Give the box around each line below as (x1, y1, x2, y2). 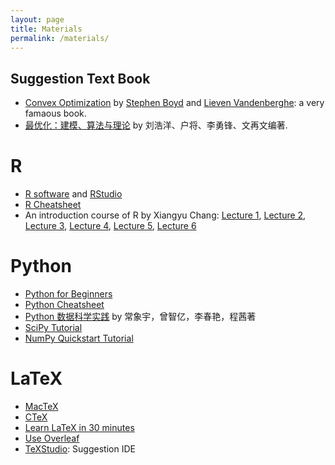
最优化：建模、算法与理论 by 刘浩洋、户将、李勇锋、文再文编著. (24, 119, 288, 131)
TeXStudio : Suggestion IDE (24, 443, 136, 455)
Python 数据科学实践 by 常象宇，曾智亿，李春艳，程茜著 (24, 311, 257, 323)
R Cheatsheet (24, 199, 82, 211)
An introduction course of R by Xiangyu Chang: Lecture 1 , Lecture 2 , (24, 209, 307, 221)
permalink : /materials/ (10, 33, 110, 43)
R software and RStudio (24, 188, 123, 200)
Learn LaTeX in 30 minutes (24, 422, 135, 433)
